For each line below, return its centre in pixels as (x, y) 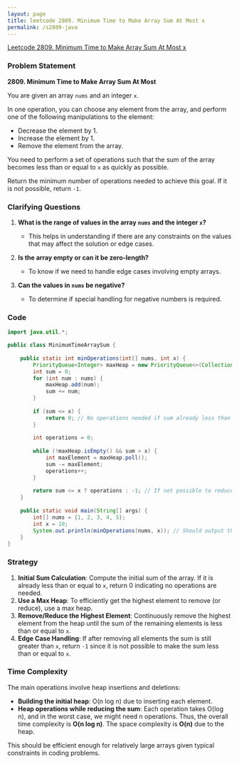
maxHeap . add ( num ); (73, 385)
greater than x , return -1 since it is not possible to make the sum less (118, 646)
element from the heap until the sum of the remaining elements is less (120, 623)
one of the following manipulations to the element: (81, 117)
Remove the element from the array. (70, 145)
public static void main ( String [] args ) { (84, 511)
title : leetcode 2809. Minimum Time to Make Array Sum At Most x (106, 21)
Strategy (23, 562)
